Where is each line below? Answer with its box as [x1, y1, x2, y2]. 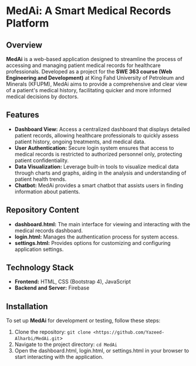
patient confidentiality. [14, 157, 69, 164]
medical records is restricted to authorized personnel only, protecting [14, 150, 183, 157]
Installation [6, 301, 48, 311]
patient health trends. [14, 175, 67, 183]
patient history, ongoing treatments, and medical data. [14, 138, 146, 145]
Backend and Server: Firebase [14, 284, 90, 291]
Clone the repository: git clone [14, 328, 91, 335]
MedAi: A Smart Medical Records [6, 4, 171, 18]
